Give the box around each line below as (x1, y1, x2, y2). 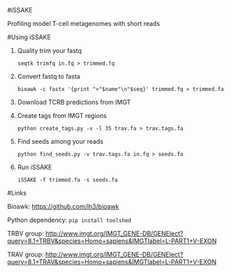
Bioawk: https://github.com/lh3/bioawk (7, 202, 119, 210)
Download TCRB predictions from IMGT (17, 98, 131, 106)
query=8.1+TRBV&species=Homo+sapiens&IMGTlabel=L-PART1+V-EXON (7, 237, 217, 245)
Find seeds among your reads (17, 138, 103, 145)
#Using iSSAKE (7, 33, 51, 41)
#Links (7, 189, 27, 197)
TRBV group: (7, 230, 44, 237)
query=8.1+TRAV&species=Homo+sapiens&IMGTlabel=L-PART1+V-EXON (7, 258, 217, 266)
